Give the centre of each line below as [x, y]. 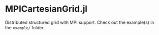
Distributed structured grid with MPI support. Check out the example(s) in [79, 22]
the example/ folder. [25, 27]
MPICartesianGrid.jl [46, 9]
